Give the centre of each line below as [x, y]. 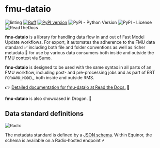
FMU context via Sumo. [28, 58]
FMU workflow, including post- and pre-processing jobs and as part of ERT [80, 72]
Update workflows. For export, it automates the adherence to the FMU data [80, 42]
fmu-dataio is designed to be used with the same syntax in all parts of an [78, 67]
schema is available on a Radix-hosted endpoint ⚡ [55, 140]
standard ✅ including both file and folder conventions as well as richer [75, 47]
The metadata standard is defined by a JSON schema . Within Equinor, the [79, 135]
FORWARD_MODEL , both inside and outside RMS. [50, 77]
